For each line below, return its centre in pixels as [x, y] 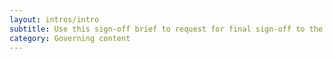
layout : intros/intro [54, 19]
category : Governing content [70, 38]
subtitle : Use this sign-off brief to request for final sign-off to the [166, 29]
